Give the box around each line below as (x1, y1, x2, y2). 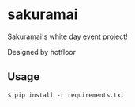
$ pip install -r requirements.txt (7, 91, 125, 99)
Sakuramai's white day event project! (7, 32, 128, 41)
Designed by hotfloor (7, 47, 77, 56)
